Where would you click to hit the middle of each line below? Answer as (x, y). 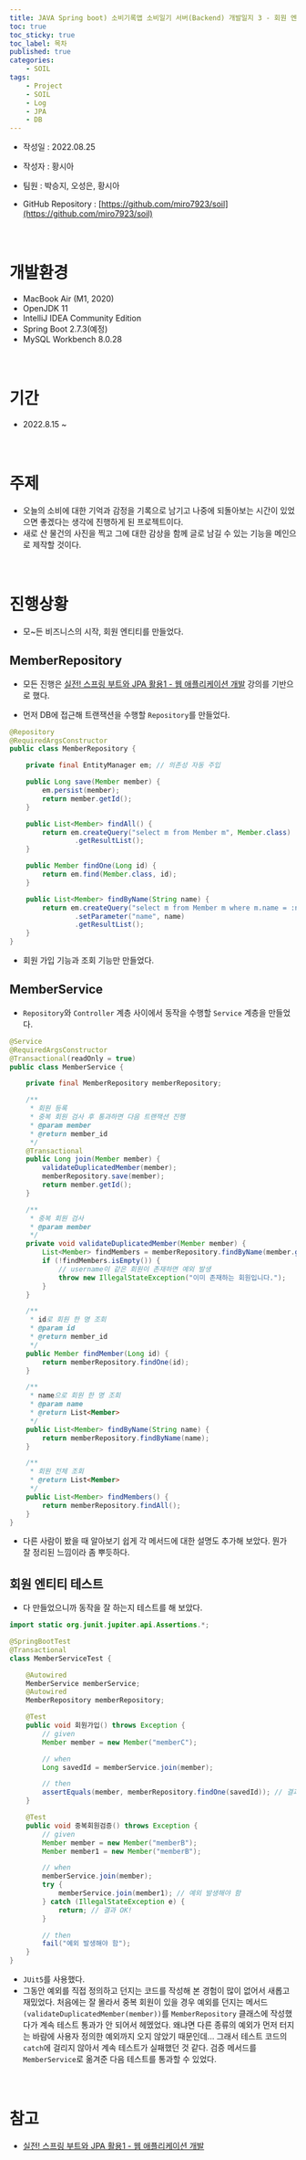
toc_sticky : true (42, 35)
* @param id (52, 1328)
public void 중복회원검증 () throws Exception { (112, 1826)
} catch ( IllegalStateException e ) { (113, 1902)
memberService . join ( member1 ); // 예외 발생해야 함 (149, 1893)
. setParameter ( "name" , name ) (129, 916)
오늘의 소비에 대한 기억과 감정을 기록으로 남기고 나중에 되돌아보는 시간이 (150, 510)
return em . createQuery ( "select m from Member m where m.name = (164, 908)
